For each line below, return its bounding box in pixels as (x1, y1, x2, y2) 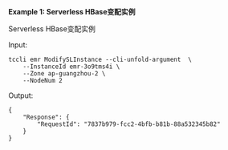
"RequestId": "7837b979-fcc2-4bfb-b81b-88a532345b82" (37, 120, 221, 128)
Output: (8, 91, 34, 100)
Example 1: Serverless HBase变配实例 (8, 7, 136, 16)
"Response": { (22, 113, 70, 121)
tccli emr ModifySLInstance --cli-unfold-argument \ (8, 55, 193, 63)
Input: (8, 40, 28, 50)
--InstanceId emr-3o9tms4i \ (22, 63, 120, 71)
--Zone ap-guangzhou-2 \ (22, 70, 106, 78)
